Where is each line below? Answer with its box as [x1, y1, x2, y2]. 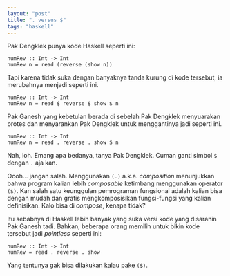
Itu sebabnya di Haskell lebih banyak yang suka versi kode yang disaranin [7, 215, 218, 223]
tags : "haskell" [7, 23, 54, 30]
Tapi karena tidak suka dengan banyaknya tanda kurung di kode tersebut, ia [7, 73, 223, 82]
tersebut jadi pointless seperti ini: [7, 230, 102, 238]
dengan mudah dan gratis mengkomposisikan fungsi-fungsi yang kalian [7, 194, 211, 203]
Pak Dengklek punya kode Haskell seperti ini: [7, 42, 136, 50]
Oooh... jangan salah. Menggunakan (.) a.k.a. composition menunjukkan [7, 172, 215, 181]
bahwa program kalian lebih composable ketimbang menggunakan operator [7, 179, 223, 187]
